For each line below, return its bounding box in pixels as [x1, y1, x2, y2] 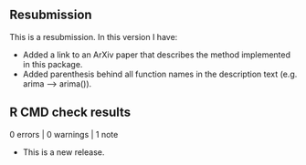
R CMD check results [9, 105, 132, 120]
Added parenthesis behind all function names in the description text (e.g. [22, 68, 298, 79]
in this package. [22, 58, 83, 69]
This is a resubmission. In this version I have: [9, 31, 178, 42]
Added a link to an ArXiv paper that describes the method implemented [22, 49, 290, 60]
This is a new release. [22, 146, 105, 158]
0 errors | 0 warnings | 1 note [9, 129, 119, 139]
